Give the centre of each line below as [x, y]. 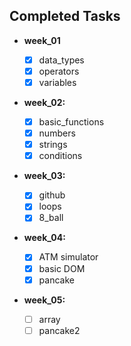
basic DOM [62, 268]
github [52, 195]
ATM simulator [68, 257]
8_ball [51, 218]
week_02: [44, 102]
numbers [57, 133]
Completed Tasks [65, 16]
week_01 [42, 40]
